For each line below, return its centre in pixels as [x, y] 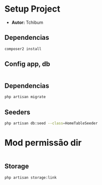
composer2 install [23, 49]
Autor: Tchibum [27, 22]
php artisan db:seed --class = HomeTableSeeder [51, 123]
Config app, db [27, 64]
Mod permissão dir [43, 143]
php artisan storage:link [30, 177]
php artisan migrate [25, 97]
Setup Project [33, 9]
